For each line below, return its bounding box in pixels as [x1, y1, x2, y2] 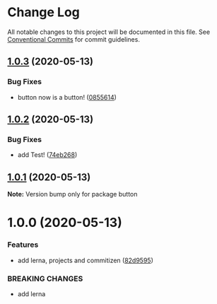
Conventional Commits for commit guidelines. [7, 35, 140, 43]
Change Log [7, 4, 80, 21]
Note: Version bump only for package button [7, 190, 138, 199]
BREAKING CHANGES [7, 274, 83, 283]
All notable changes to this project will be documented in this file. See [7, 28, 211, 36]
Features [7, 240, 39, 250]
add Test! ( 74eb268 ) [17, 151, 78, 159]
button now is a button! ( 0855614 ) [17, 93, 117, 101]
